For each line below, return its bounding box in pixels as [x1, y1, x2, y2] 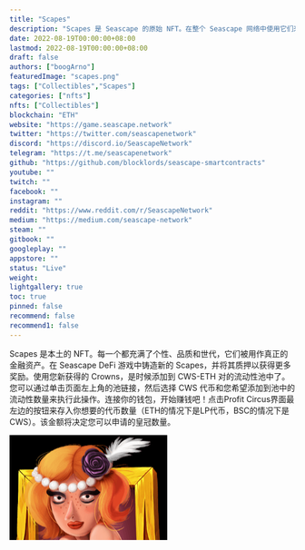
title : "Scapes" [9, 15, 71, 24]
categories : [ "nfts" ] [9, 91, 92, 100]
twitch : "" [9, 177, 51, 186]
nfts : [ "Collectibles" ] [9, 101, 100, 110]
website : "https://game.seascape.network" [9, 120, 172, 129]
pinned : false [9, 302, 64, 311]
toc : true [9, 292, 47, 301]
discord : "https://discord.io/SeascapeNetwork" [9, 139, 193, 149]
